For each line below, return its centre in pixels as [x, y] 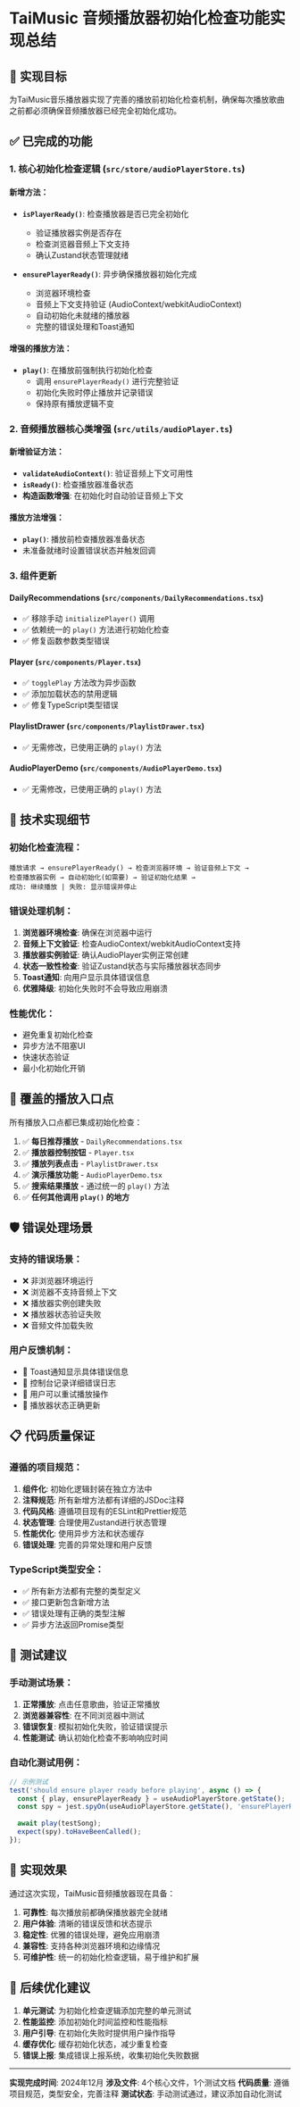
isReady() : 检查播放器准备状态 [78, 484]
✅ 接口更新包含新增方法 [66, 1602]
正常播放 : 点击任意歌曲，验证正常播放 [91, 1704]
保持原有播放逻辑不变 [75, 404]
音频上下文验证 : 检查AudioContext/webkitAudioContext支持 [131, 944]
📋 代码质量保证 [52, 1436]
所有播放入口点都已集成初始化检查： [76, 1122]
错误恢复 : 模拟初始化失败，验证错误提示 [95, 1726]
